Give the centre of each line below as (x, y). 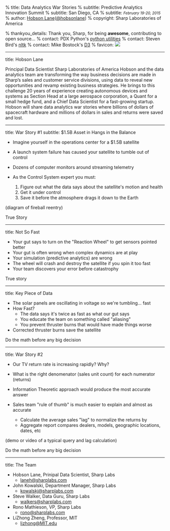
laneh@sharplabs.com (44, 480)
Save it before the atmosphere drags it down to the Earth (79, 198)
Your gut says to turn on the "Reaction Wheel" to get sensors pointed (84, 242)
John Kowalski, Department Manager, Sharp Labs (64, 485)
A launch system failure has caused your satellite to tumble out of (81, 152)
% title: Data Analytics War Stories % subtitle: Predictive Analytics (74, 7)
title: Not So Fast (23, 232)
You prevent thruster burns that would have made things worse (86, 325)
